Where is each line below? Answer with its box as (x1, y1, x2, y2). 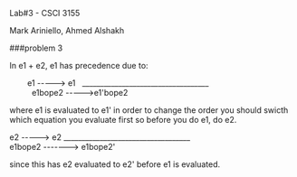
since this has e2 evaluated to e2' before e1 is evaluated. (9, 159, 221, 170)
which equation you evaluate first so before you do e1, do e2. (9, 115, 237, 125)
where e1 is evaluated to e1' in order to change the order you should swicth (9, 105, 289, 116)
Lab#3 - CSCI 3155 (9, 8, 81, 18)
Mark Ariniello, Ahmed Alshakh (9, 25, 125, 35)
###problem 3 (9, 42, 63, 53)
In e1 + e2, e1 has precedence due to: (9, 61, 148, 70)
